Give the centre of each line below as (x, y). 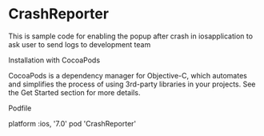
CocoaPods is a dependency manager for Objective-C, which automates (128, 75)
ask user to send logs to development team (80, 44)
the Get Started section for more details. (74, 92)
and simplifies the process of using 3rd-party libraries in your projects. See (132, 84)
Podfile (20, 108)
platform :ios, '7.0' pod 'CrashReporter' (72, 123)
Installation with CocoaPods (54, 60)
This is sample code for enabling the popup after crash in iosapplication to (131, 36)
